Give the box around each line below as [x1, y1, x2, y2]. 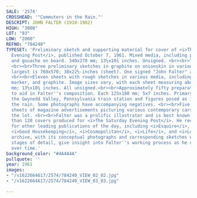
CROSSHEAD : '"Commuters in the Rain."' [6, 14, 104, 20]
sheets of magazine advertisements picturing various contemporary [11, 107, 180, 113]
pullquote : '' [6, 156, 41, 162]
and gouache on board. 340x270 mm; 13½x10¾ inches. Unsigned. [11, 58, 167, 63]
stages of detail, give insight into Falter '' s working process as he [11, 139, 188, 146]
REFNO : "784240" [6, 42, 46, 48]
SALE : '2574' [6, 8, 38, 15]
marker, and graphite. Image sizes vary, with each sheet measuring [11, 80, 182, 86]
